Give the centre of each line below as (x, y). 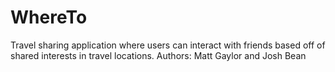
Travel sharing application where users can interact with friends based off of (168, 45)
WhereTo (49, 17)
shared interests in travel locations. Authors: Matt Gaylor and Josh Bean (158, 55)
